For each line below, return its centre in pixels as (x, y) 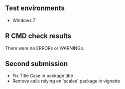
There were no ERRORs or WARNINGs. (45, 48)
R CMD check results (38, 36)
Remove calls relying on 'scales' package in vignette (66, 81)
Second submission (37, 64)
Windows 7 (24, 20)
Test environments (35, 8)
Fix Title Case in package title (43, 76)
